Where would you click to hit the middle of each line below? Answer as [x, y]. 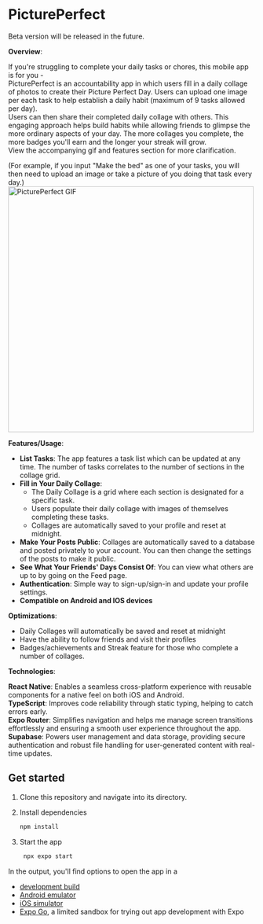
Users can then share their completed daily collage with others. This [119, 116]
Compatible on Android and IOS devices [86, 600]
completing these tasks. [70, 517]
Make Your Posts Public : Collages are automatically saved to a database [137, 542]
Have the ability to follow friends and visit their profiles [108, 639]
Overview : [26, 51]
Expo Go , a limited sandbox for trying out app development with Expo [132, 911]
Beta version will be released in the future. [77, 36]
